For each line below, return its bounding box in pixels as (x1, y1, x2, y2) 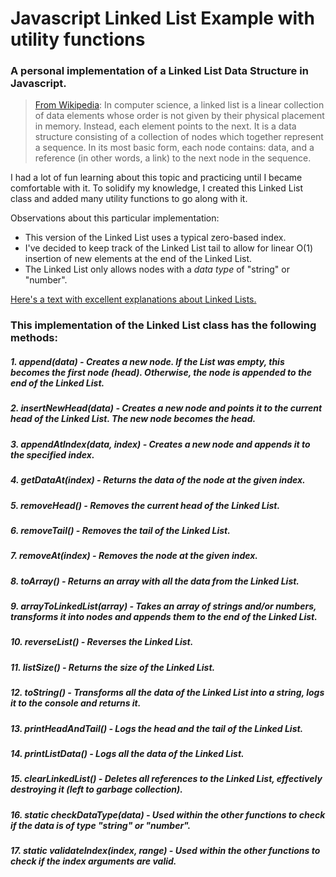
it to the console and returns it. (10, 697, 142, 709)
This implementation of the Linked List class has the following (10, 318, 317, 332)
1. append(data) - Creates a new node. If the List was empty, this (10, 356, 285, 367)
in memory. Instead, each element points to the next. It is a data (34, 120, 297, 132)
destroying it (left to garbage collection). (10, 783, 183, 796)
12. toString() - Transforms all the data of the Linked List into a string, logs (10, 687, 325, 699)
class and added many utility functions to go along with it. (10, 193, 248, 205)
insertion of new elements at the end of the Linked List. (24, 253, 253, 265)
